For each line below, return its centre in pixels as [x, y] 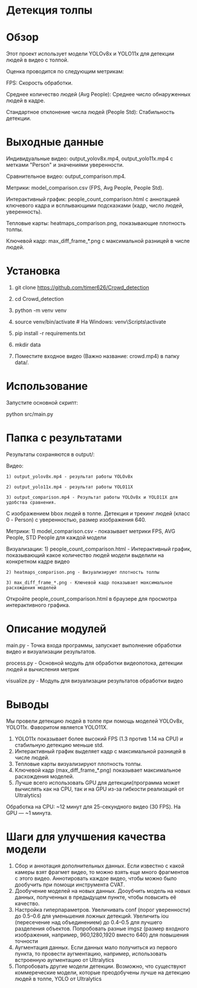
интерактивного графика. [38, 605]
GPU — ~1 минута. [29, 812]
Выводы [27, 704]
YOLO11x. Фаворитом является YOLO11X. [57, 727]
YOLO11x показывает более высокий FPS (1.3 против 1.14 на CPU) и [99, 739]
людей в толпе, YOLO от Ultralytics [58, 979]
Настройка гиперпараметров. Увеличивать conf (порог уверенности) [102, 909]
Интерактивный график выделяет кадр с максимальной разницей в [100, 751]
